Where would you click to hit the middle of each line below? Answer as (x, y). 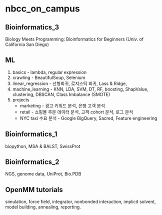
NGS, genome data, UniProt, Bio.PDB (43, 174)
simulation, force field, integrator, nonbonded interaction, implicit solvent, (80, 202)
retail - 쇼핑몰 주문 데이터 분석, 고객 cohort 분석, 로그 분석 (76, 112)
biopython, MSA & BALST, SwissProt (43, 146)
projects (21, 99)
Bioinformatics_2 (32, 162)
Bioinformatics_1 (31, 134)
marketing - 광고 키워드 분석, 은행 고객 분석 (62, 105)
